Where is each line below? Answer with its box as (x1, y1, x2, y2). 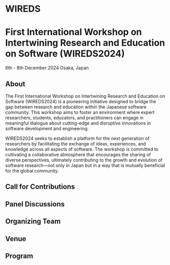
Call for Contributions (5, 183, 75, 191)
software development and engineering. (5, 125, 89, 131)
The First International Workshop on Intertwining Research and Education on (5, 93, 165, 99)
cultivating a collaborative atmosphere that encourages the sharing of (5, 151, 151, 158)
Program (5, 251, 33, 260)
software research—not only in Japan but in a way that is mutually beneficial (5, 162, 165, 168)
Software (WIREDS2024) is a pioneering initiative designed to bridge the (5, 98, 156, 104)
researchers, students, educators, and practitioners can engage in (5, 114, 144, 121)
